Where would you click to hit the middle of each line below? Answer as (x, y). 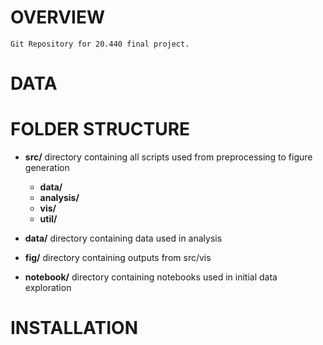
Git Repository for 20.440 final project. (100, 44)
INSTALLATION (74, 328)
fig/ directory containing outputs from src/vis (118, 258)
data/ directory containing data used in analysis (123, 238)
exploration (48, 288)
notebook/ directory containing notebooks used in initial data (151, 277)
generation (47, 168)
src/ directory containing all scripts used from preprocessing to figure (168, 157)
